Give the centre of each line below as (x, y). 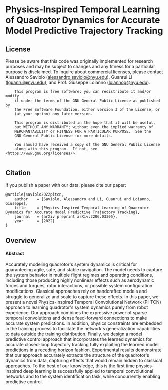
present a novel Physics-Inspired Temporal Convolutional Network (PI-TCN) (83, 302)
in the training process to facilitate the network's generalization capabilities (83, 329)
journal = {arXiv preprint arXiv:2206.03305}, (66, 216)
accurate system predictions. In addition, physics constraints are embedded (83, 323)
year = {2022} (35, 221)
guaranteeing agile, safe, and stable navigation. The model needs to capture (84, 270)
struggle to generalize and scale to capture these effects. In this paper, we (82, 297)
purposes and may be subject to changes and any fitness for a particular (80, 67)
